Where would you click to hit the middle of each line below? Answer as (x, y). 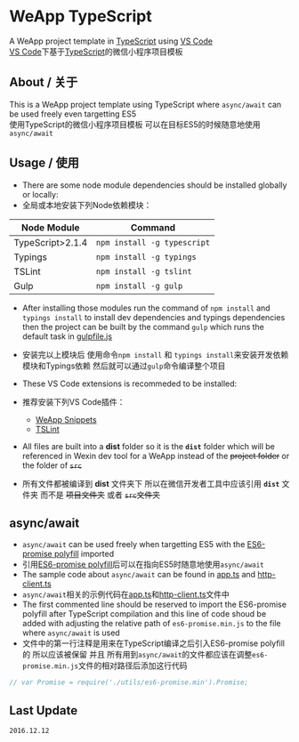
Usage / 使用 (44, 163)
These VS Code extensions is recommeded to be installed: (129, 383)
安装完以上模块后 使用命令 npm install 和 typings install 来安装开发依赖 (155, 354)
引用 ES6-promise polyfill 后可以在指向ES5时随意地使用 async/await (143, 565)
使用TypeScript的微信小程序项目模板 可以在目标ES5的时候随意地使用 (135, 124)
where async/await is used (71, 633)
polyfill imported (84, 554)
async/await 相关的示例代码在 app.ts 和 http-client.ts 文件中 (125, 594)
